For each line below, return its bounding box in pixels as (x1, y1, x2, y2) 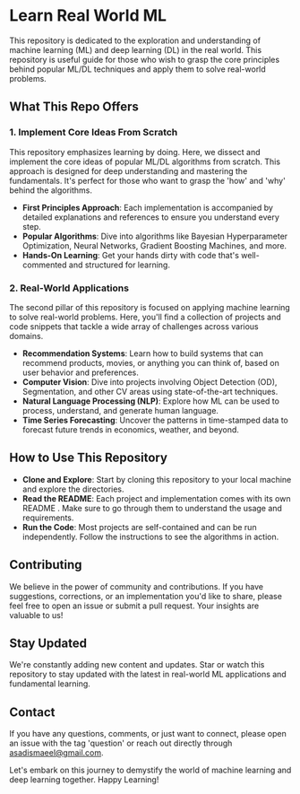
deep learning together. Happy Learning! (9, 774, 159, 785)
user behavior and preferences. (21, 367, 139, 378)
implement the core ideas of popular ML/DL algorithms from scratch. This (9, 156, 280, 167)
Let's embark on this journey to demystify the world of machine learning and (9, 764, 292, 776)
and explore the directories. (21, 484, 124, 494)
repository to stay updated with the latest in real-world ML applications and (9, 669, 287, 680)
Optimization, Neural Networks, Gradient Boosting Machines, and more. (21, 240, 287, 251)
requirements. (21, 512, 74, 523)
